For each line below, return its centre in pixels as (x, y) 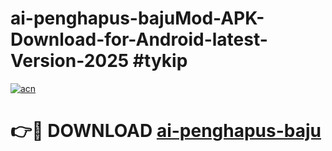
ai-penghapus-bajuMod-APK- (137, 18)
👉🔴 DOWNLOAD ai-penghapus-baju (166, 131)
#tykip (160, 61)
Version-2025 (70, 61)
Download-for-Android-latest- (139, 39)
